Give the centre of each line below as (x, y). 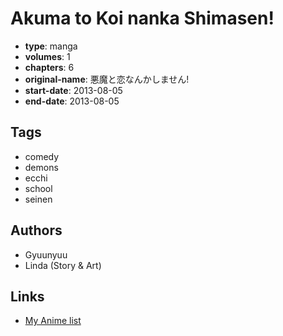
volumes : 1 (47, 56)
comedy (42, 156)
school (38, 188)
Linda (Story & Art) (63, 265)
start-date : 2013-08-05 (73, 90)
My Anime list (53, 321)
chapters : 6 (49, 67)
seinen (38, 199)
